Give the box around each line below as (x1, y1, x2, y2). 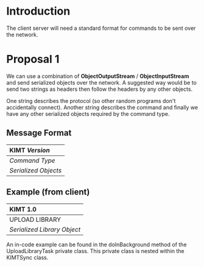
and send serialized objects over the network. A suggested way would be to (6, 79, 197, 86)
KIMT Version (9, 146, 50, 154)
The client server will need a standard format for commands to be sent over (6, 24, 196, 32)
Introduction (6, 4, 71, 18)
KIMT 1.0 (9, 205, 37, 213)
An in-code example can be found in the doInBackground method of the (6, 241, 187, 248)
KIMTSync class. (6, 254, 49, 261)
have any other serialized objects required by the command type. (6, 110, 170, 117)
